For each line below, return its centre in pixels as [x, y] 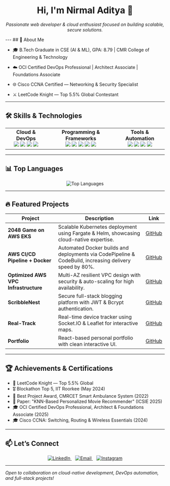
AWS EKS [19, 236]
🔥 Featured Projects [37, 204]
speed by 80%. [76, 267]
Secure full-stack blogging [90, 296]
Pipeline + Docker [30, 261]
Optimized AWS [27, 275]
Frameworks [81, 138]
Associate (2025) [31, 414]
